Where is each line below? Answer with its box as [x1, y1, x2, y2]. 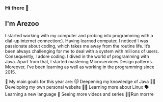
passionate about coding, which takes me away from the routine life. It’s [5, 43, 151, 49]
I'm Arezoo [5, 20, 39, 28]
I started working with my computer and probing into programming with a [5, 32, 153, 38]
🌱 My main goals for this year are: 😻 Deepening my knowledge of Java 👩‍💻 [5, 78, 156, 84]
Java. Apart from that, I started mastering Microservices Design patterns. [5, 58, 153, 64]
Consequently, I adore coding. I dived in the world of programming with [5, 53, 149, 59]
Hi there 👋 [5, 4, 29, 11]
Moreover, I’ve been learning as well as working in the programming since [5, 64, 155, 70]
